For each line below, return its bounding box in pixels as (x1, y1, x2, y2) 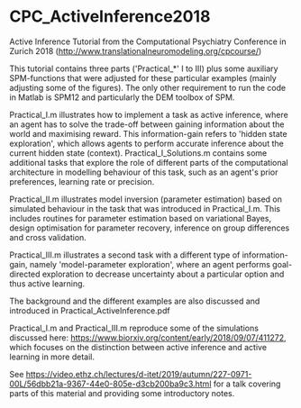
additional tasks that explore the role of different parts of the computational (9, 157, 288, 168)
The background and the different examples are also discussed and (9, 295, 260, 306)
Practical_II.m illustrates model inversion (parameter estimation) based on (9, 194, 282, 204)
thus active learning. (9, 277, 86, 289)
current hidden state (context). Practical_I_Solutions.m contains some (9, 147, 268, 159)
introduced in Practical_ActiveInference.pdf (9, 304, 170, 316)
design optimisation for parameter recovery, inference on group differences (9, 222, 290, 233)
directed (9, 268, 41, 279)
